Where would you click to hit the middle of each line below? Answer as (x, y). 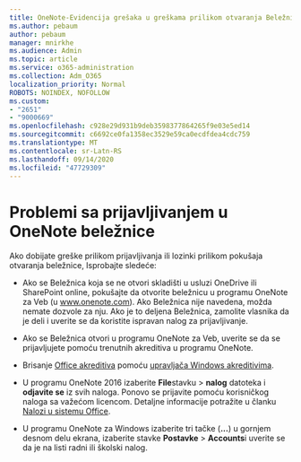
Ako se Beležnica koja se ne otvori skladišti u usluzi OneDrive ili (139, 283)
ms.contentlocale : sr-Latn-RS (66, 151)
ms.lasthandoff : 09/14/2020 (62, 159)
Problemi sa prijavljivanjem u (119, 212)
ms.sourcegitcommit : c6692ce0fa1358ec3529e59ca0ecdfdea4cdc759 (130, 135)
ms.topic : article (43, 59)
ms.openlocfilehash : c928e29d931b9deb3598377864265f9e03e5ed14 (130, 126)
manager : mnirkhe (42, 43)
